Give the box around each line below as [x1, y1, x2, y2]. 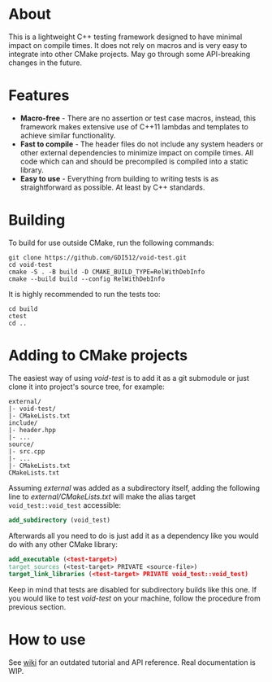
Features [8, 86, 70, 105]
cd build [8, 304, 38, 313]
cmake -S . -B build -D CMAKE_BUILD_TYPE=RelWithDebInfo [8, 268, 205, 276]
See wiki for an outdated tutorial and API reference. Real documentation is [8, 658, 256, 667]
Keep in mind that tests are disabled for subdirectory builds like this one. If [8, 585, 257, 595]
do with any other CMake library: [8, 539, 118, 549]
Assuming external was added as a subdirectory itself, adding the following [8, 483, 260, 492]
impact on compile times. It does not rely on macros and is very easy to [8, 40, 248, 50]
